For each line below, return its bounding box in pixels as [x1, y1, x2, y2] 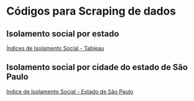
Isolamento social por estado [6, 29, 119, 39]
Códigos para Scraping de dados [6, 4, 176, 18]
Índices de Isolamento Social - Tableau [6, 44, 105, 52]
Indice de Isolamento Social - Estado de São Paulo [6, 88, 133, 95]
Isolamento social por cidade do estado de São [6, 62, 188, 72]
